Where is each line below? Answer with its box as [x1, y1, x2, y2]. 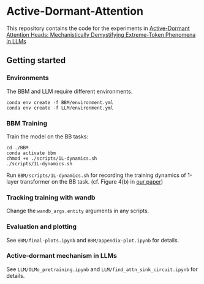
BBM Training [6, 119, 48, 127]
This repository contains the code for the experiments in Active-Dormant [6, 24, 190, 32]
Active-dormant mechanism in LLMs [6, 252, 118, 260]
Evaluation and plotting [6, 222, 77, 231]
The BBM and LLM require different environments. [6, 88, 133, 95]
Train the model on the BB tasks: [6, 133, 89, 140]
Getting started [6, 55, 66, 65]
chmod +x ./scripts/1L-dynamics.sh [6, 155, 97, 162]
